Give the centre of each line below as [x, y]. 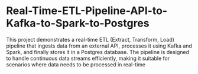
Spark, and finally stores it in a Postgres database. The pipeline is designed [98, 52]
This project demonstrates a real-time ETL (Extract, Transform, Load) [90, 39]
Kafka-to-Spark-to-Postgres [78, 23]
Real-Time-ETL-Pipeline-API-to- [87, 11]
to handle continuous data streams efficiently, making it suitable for [88, 58]
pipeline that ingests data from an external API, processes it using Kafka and [99, 46]
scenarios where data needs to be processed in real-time [76, 64]
